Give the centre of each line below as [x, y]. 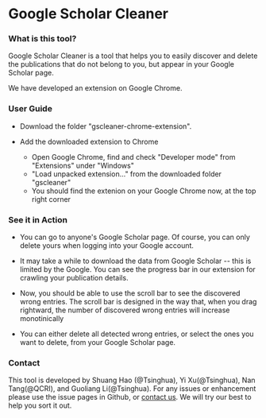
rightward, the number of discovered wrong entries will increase [125, 310]
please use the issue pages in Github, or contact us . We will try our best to [130, 397]
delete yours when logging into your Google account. [107, 246]
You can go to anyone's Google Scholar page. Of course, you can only [135, 237]
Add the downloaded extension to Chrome [89, 141]
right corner [51, 199]
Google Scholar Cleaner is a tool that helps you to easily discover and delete [133, 56]
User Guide [31, 109]
